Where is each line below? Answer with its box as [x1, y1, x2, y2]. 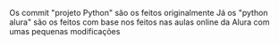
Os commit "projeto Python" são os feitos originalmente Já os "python [9, 8, 268, 18]
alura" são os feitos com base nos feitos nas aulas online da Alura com [9, 17, 270, 27]
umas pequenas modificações [9, 26, 121, 36]
